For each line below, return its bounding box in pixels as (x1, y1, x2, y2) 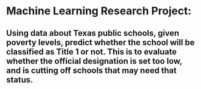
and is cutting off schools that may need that (6, 65, 177, 75)
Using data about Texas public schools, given (6, 28, 179, 38)
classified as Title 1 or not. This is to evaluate (6, 47, 177, 57)
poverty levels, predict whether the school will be (6, 37, 195, 47)
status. (6, 75, 34, 85)
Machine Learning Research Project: (6, 4, 192, 18)
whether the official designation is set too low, (6, 56, 182, 66)
